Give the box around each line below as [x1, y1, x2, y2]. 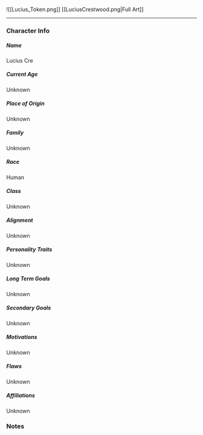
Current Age [6, 70, 38, 78]
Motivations [6, 334, 37, 341]
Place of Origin [6, 100, 45, 107]
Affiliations [6, 392, 35, 399]
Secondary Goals [6, 304, 51, 312]
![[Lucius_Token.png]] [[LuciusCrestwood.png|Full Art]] [6, 6, 144, 13]
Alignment [6, 217, 33, 224]
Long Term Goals [6, 275, 50, 282]
